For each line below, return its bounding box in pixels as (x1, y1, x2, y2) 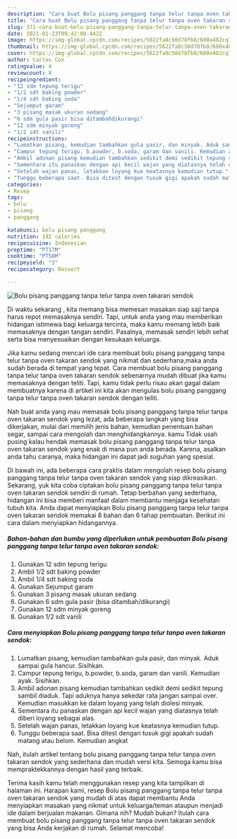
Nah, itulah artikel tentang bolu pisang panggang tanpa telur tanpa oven (7, 749, 217, 759)
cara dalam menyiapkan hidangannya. (7, 518, 118, 526)
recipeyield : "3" (7, 259, 59, 267)
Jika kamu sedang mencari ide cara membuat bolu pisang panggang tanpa (7, 349, 225, 357)
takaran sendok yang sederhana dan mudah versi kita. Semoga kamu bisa (7, 757, 222, 766)
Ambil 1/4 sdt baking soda (17, 574, 94, 583)
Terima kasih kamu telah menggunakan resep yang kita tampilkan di (7, 778, 205, 787)
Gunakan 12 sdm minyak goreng (17, 605, 111, 613)
